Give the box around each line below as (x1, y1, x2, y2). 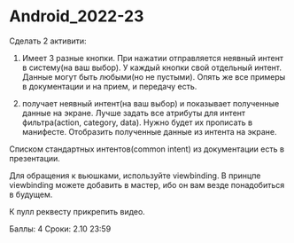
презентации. (9, 153, 60, 163)
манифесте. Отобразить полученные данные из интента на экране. (21, 126, 277, 137)
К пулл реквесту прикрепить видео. (9, 206, 146, 216)
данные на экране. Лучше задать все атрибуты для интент (21, 107, 246, 118)
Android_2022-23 (9, 6, 144, 27)
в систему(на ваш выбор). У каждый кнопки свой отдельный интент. (21, 62, 282, 73)
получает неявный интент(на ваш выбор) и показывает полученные (21, 98, 280, 108)
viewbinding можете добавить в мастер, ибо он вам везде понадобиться (9, 179, 285, 190)
